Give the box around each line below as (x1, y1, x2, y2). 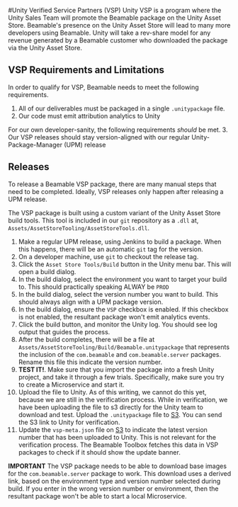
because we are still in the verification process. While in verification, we (18, 395, 228, 404)
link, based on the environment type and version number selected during (8, 477, 221, 485)
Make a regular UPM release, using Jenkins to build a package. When (18, 237, 222, 246)
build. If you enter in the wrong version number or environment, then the (8, 484, 219, 493)
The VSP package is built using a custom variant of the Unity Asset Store (8, 208, 221, 217)
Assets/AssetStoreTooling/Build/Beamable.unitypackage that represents (18, 343, 229, 351)
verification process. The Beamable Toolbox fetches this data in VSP (18, 440, 219, 449)
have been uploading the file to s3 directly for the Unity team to (18, 403, 204, 411)
